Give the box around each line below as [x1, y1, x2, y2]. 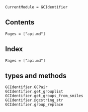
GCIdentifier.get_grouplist [5, 89, 64, 94]
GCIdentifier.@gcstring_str [5, 98, 64, 103]
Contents [5, 18, 35, 27]
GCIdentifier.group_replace [5, 102, 64, 107]
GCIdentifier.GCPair [5, 85, 48, 90]
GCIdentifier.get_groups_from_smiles [5, 94, 84, 99]
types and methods [5, 72, 67, 80]
